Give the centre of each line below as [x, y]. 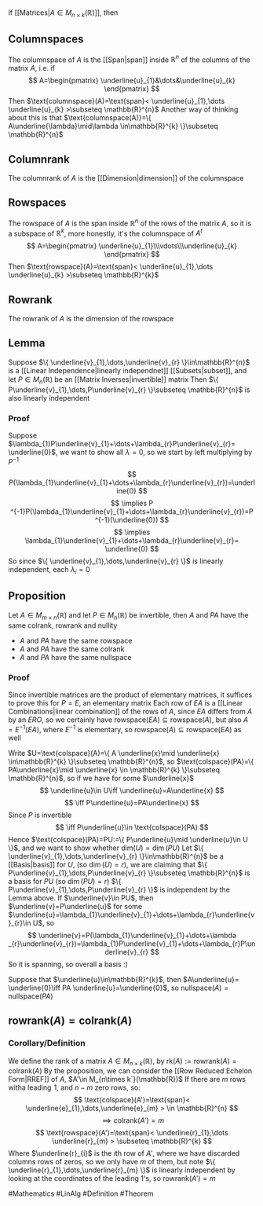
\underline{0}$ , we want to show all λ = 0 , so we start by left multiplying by [130, 452]
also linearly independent [49, 398]
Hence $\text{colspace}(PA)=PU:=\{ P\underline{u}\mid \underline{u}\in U [128, 839]
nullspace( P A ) [31, 996]
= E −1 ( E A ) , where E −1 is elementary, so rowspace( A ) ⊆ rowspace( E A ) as [125, 729]
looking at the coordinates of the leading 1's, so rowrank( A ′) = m [112, 1179]
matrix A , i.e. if [31, 68]
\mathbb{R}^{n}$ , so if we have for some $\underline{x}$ [101, 778]
